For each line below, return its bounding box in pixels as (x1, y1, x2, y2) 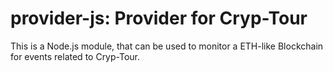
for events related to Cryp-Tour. (10, 50, 141, 62)
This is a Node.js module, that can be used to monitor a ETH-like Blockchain (10, 40, 324, 52)
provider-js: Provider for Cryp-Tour (10, 7, 308, 30)
